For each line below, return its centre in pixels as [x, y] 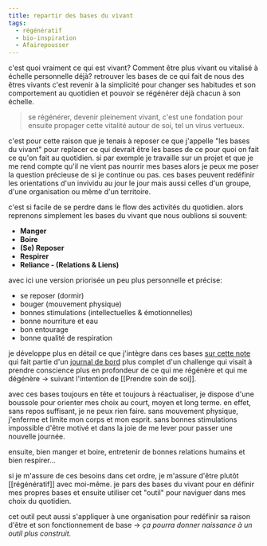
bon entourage [44, 330]
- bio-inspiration [46, 38]
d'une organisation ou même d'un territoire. [80, 192]
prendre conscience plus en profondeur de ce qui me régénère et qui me [128, 370]
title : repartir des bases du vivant [71, 16]
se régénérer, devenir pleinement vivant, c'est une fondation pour [135, 117]
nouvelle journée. [37, 437]
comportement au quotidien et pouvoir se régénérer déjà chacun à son [124, 93]
